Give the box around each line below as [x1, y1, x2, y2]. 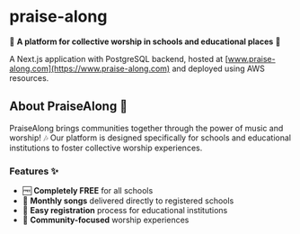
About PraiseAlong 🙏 [9, 99, 128, 114]
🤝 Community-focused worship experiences [22, 214, 190, 226]
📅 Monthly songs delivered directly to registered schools [22, 195, 234, 206]
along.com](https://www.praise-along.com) [9, 63, 171, 74]
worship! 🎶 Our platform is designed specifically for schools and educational [9, 132, 292, 143]
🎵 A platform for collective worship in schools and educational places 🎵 [9, 36, 281, 47]
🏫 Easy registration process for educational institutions [22, 205, 228, 216]
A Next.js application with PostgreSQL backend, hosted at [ [9, 53, 229, 64]
